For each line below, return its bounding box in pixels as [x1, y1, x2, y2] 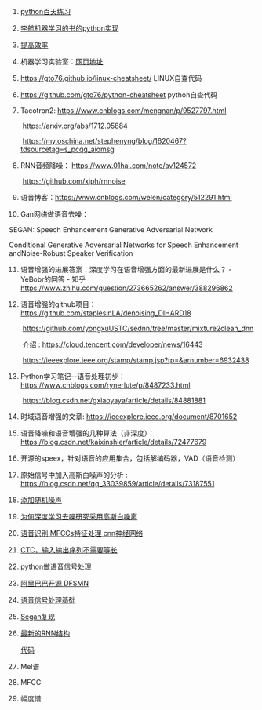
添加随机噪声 [20, 495, 62, 504]
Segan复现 [20, 612, 56, 621]
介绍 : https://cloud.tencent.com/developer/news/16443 [22, 340, 203, 349]
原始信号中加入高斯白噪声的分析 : [20, 470, 128, 479]
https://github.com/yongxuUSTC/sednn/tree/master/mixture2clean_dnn [22, 324, 254, 333]
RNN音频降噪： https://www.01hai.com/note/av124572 [20, 161, 197, 170]
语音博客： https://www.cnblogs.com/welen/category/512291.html [20, 193, 232, 202]
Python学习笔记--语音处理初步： [20, 372, 126, 380]
